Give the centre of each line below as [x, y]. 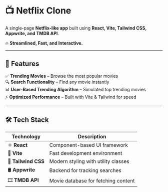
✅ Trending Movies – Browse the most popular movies [62, 76]
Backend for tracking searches [85, 170]
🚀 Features [22, 64]
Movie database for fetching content [92, 181]
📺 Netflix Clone [38, 11]
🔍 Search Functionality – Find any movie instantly [57, 82]
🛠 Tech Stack [27, 120]
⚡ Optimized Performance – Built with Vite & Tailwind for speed [71, 97]
